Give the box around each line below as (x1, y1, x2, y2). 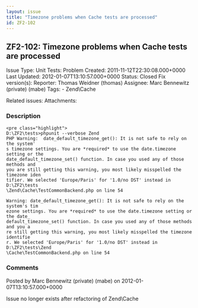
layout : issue (6, 8, 41, 15)
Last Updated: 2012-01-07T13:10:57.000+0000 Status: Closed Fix (6, 73, 166, 80)
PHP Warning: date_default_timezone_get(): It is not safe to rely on (6, 136, 187, 142)
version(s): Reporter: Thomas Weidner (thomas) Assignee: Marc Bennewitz (6, 80, 190, 87)
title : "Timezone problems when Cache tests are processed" (6, 14, 158, 20)
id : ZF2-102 (6, 20, 36, 26)
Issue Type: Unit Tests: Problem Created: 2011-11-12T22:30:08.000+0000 (6, 66, 186, 74)
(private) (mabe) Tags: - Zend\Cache (6, 85, 96, 93)
